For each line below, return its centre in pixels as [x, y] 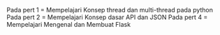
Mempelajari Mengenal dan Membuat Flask [68, 24]
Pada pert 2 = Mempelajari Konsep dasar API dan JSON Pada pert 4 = [107, 17]
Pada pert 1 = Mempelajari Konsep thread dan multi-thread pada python [110, 10]
